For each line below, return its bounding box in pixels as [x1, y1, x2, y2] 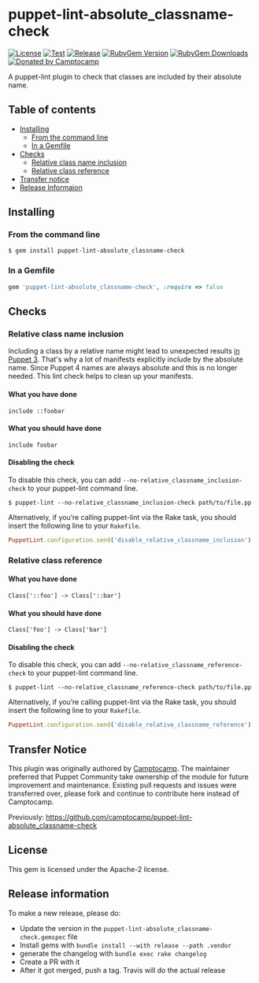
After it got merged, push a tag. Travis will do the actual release [19, 965, 226, 974]
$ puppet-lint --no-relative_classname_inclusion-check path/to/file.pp [8, 499, 252, 506]
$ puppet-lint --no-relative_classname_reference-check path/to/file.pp [8, 684, 252, 692]
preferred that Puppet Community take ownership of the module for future [8, 772, 250, 781]
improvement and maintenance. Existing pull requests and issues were [8, 781, 237, 789]
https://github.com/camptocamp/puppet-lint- [46, 813, 193, 822]
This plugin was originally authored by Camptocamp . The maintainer [8, 764, 230, 773]
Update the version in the [19, 923, 102, 933]
